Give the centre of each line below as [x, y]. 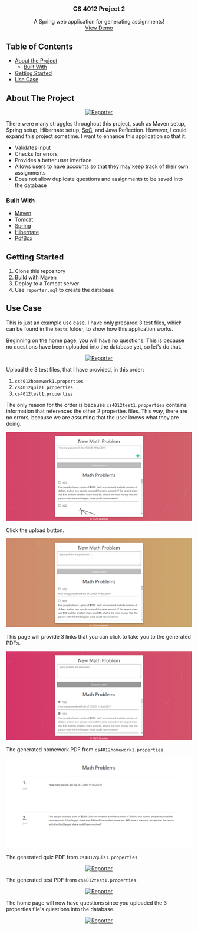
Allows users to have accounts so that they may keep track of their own [101, 166]
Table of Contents [40, 46]
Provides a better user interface [53, 160]
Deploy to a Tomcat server [47, 284]
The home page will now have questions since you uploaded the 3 [86, 903]
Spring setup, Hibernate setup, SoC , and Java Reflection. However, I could [96, 130]
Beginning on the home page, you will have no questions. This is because [95, 340]
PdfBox [24, 238]
